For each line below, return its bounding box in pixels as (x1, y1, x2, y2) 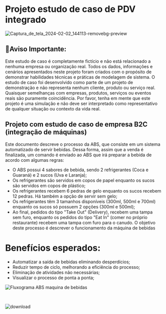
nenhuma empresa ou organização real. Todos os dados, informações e (5, 63, 153, 69)
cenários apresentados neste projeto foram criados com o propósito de (5, 69, 152, 75)
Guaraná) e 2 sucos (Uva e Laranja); (12, 172, 87, 178)
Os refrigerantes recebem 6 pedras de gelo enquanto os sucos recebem (12, 188, 162, 194)
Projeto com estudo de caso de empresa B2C (5, 120, 148, 129)
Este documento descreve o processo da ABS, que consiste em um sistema (5, 141, 161, 147)
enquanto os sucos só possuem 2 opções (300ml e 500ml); (12, 204, 136, 209)
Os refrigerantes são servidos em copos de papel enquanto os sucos (12, 177, 155, 183)
